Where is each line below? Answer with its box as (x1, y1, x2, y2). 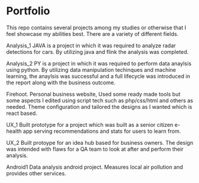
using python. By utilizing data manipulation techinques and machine (6, 66, 176, 73)
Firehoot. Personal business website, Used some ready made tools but (6, 90, 181, 97)
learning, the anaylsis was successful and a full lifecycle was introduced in (6, 72, 191, 80)
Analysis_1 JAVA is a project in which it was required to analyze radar (6, 42, 176, 49)
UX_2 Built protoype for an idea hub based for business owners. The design (6, 139, 194, 146)
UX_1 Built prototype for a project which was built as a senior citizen (6, 121, 174, 128)
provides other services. (6, 169, 67, 177)
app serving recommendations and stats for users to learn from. (23, 127, 181, 135)
